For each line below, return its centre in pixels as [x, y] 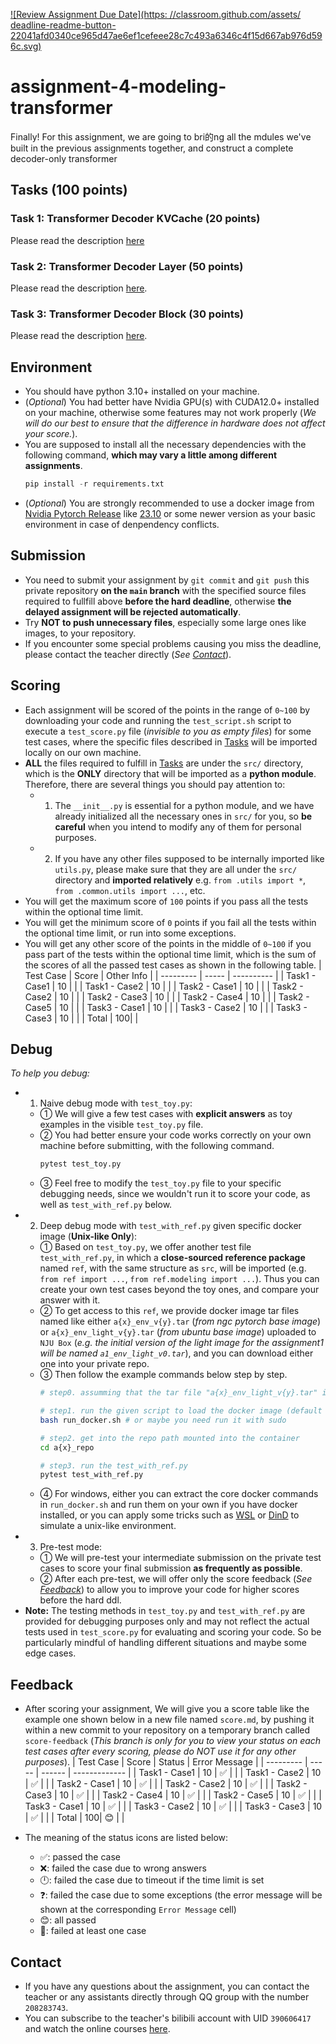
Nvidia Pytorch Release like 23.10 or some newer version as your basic [170, 513]
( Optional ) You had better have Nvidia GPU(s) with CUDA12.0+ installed [172, 402]
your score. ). [51, 434]
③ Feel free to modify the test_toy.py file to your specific [160, 1183]
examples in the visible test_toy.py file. [121, 1125]
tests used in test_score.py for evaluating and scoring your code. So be [173, 1632]
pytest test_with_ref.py [91, 1475]
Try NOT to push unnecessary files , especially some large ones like [165, 622]
